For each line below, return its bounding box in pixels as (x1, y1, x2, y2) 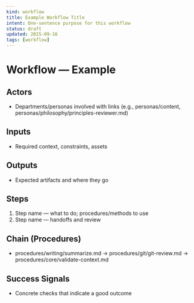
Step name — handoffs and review (14, 216, 101, 223)
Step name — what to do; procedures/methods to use (14, 209, 149, 217)
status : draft (6, 25, 42, 32)
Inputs (6, 127, 31, 137)
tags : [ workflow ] (6, 37, 50, 43)
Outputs (6, 161, 38, 171)
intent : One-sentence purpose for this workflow (6, 20, 131, 26)
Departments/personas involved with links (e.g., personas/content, (14, 103, 181, 110)
